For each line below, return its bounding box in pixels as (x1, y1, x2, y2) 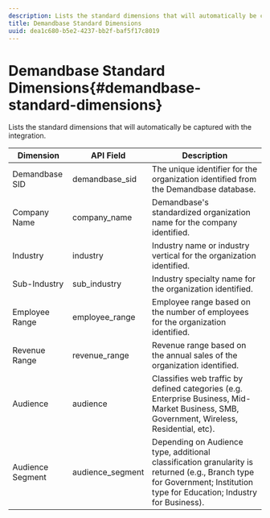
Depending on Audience (151, 437, 243, 448)
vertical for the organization (151, 251, 256, 262)
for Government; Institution (151, 477, 253, 488)
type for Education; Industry (151, 487, 258, 498)
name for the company (151, 217, 238, 228)
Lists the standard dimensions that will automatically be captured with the (8, 122, 252, 132)
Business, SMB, (180, 404, 239, 415)
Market (151, 404, 179, 415)
